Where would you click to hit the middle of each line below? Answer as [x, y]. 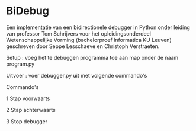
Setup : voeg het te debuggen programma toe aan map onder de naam [92, 57]
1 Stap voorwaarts [28, 98]
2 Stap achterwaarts [31, 110]
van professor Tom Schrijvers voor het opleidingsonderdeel [78, 33]
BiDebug [28, 11]
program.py [20, 64]
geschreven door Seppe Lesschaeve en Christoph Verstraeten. [83, 46]
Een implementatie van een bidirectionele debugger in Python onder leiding [98, 27]
